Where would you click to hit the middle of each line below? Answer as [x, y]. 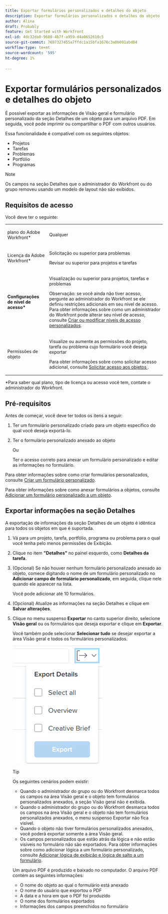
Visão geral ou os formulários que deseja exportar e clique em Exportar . [87, 624]
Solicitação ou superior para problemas [90, 253]
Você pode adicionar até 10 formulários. [53, 593]
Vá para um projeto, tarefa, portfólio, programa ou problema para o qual [86, 538]
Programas [24, 165]
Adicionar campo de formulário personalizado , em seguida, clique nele [87, 578]
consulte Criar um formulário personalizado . [50, 480]
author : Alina [20, 21]
